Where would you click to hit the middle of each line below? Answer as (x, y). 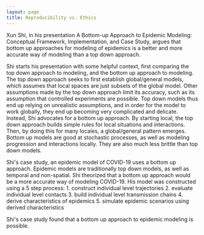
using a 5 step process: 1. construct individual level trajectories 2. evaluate (100, 188)
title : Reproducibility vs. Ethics (51, 18)
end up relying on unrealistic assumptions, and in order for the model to (96, 105)
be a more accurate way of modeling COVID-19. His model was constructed (101, 181)
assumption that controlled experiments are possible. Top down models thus (102, 99)
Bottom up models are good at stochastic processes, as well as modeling (98, 137)
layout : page (23, 12)
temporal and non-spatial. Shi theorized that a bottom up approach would (98, 175)
